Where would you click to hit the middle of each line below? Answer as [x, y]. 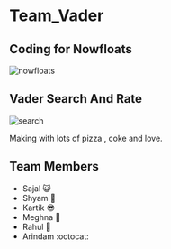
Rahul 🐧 [36, 226]
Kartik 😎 [39, 207]
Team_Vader [57, 16]
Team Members [54, 166]
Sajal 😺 [36, 188]
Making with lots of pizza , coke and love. [86, 138]
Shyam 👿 [39, 198]
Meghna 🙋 [41, 217]
